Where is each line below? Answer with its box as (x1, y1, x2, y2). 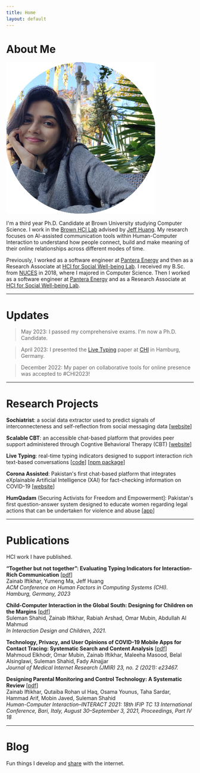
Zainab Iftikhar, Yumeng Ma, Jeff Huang (6, 577, 104, 585)
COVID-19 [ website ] (6, 483, 55, 490)
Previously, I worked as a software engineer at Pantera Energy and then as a (6, 256, 193, 264)
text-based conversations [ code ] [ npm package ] (6, 459, 126, 466)
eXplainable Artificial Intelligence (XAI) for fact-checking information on (6, 477, 182, 484)
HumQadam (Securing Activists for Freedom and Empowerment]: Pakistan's (6, 494, 193, 502)
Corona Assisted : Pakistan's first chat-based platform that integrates (6, 470, 176, 477)
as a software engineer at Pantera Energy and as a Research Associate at (6, 276, 186, 283)
